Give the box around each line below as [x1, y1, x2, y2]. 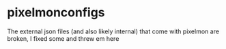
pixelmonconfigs [7, 5, 105, 20]
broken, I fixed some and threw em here [7, 34, 119, 42]
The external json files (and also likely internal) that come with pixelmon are [7, 27, 220, 35]
